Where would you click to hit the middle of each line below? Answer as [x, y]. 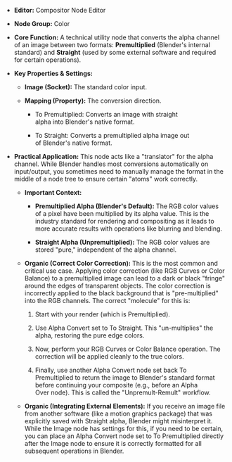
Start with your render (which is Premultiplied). [103, 314]
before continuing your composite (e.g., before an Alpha [116, 385]
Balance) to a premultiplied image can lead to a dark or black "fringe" [125, 278]
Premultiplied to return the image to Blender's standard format [125, 378]
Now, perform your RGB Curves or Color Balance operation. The [128, 349]
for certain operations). [47, 60]
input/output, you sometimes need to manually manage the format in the [118, 171]
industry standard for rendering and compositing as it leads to [124, 221]
